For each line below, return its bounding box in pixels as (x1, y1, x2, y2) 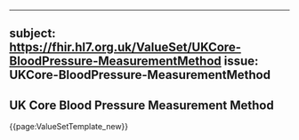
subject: (9, 26, 56, 41)
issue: (223, 54, 259, 69)
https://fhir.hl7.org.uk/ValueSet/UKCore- (9, 40, 242, 55)
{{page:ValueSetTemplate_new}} (9, 121, 129, 132)
